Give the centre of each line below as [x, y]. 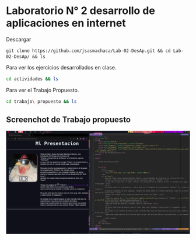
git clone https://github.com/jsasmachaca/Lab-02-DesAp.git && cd [88, 51]
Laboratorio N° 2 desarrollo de [81, 11]
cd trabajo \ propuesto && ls [41, 101]
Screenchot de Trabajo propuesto [69, 120]
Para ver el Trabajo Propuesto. [43, 90]
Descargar [19, 39]
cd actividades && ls [32, 79]
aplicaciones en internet [66, 23]
